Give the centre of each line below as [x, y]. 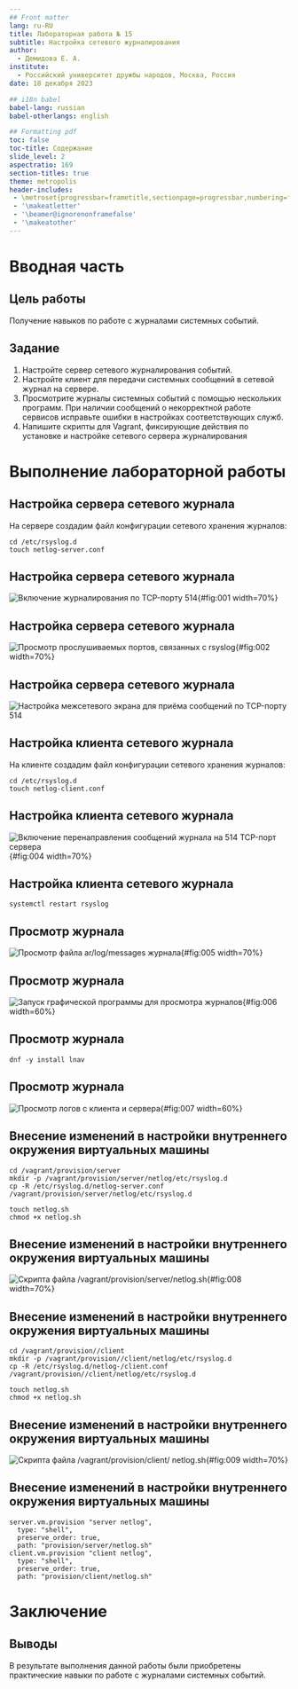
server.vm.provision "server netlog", [81, 1522]
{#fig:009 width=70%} [247, 1459]
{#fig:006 [260, 1002]
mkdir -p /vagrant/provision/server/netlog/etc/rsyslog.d [118, 1178]
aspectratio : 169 [41, 165]
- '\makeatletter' [47, 206]
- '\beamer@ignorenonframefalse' [75, 215]
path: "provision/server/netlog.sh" [85, 1545]
